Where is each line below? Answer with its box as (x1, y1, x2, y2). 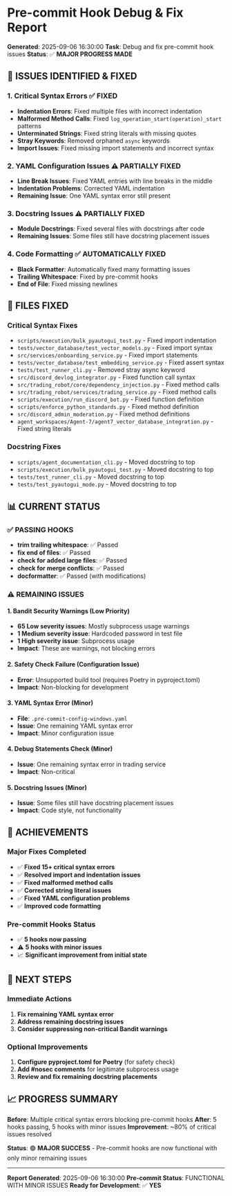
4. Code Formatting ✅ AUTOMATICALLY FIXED (7, 249, 166, 259)
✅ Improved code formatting (17, 902, 101, 910)
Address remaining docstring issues (17, 1017, 124, 1026)
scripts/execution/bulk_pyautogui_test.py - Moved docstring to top (17, 465, 214, 473)
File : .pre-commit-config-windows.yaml (17, 714, 128, 722)
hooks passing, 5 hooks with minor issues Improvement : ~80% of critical (7, 1123, 216, 1131)
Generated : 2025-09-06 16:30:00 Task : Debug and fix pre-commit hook (7, 42, 214, 51)
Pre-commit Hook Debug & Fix (7, 5, 184, 21)
